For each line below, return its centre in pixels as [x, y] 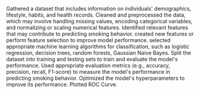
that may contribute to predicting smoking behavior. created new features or [100, 34]
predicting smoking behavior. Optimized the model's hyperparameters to [96, 78]
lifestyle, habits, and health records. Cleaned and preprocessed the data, [96, 15]
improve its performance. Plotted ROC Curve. [62, 84]
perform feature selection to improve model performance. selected [88, 40]
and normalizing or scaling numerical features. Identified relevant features [97, 27]
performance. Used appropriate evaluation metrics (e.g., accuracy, [88, 65]
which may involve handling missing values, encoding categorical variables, [99, 21]
